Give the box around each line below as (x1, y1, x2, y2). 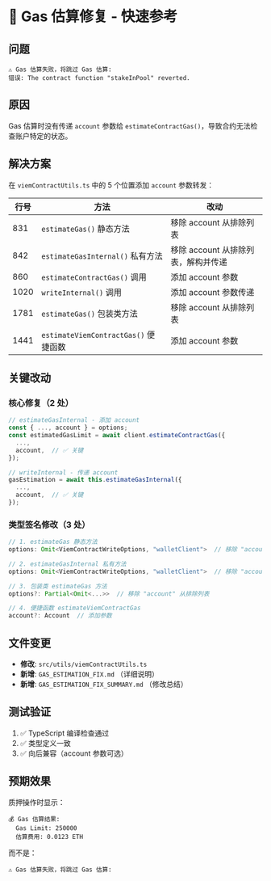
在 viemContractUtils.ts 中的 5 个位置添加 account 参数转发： (8, 179, 215, 190)
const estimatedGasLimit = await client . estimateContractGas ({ (8, 432, 226, 440)
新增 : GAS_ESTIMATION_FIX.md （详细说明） (19, 669, 160, 679)
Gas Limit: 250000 (15, 824, 78, 833)
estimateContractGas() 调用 (41, 272, 147, 283)
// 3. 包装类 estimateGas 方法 (8, 582, 107, 590)
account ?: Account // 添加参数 (8, 612, 113, 620)
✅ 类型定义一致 (19, 738, 71, 748)
